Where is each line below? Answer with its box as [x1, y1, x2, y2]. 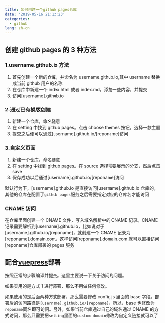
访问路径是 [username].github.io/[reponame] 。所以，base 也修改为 [18, 300, 155, 306]
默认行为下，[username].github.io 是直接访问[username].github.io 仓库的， [5, 185, 159, 191]
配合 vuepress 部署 [5, 258, 61, 267]
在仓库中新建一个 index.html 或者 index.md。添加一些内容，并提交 [12, 86, 148, 92]
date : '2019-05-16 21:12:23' [5, 12, 65, 17]
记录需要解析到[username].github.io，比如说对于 [5, 223, 105, 229]
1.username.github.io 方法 [5, 62, 69, 69]
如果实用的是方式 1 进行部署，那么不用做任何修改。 [5, 283, 110, 289]
